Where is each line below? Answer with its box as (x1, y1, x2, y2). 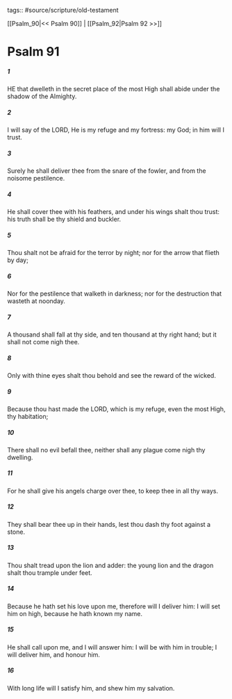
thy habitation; (7, 412, 49, 420)
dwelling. (7, 453, 33, 461)
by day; (7, 256, 29, 264)
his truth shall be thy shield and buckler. (7, 215, 122, 224)
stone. (7, 528, 26, 536)
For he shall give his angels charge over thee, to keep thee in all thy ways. (7, 486, 219, 495)
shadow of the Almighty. (7, 92, 77, 100)
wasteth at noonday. (7, 297, 66, 305)
